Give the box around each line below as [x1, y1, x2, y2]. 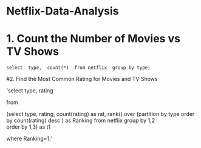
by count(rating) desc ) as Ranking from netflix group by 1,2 [6, 117, 155, 124]
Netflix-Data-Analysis [6, 4, 119, 18]
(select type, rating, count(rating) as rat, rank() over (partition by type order [6, 111, 195, 118]
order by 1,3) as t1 [6, 123, 50, 130]
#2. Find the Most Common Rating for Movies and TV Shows [6, 76, 158, 83]
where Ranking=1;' [6, 135, 53, 143]
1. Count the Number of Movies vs [6, 32, 181, 46]
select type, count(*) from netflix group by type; [6, 65, 151, 71]
